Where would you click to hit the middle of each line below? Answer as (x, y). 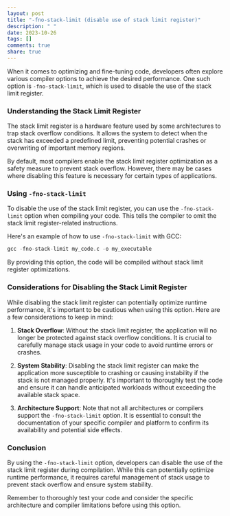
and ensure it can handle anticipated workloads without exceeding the (116, 387)
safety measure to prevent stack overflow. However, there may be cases (110, 168)
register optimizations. (39, 269)
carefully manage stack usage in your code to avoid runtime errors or (115, 345)
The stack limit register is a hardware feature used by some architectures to (114, 126)
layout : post (26, 13)
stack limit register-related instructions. (62, 223)
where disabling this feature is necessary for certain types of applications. (112, 176)
